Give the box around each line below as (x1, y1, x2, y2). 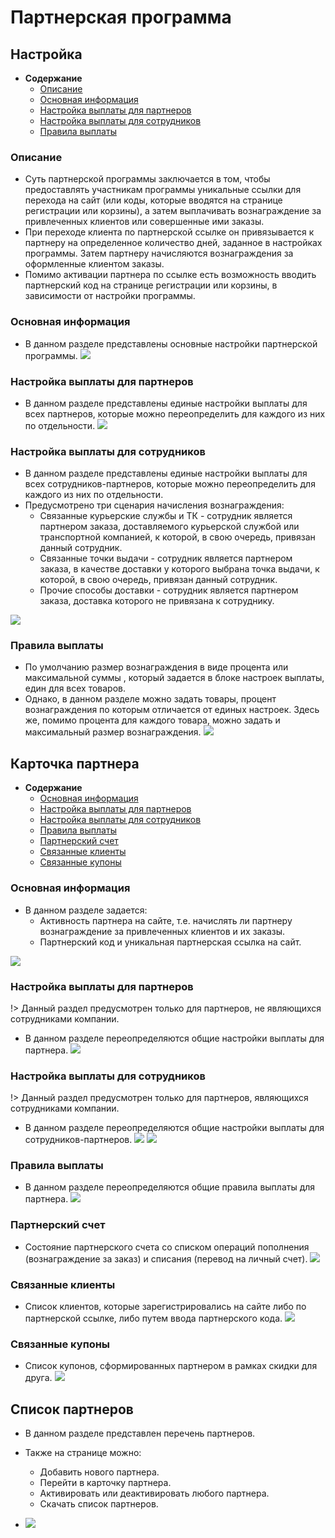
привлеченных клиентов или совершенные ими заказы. (24, 216, 265, 228)
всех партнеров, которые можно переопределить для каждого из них (24, 407, 326, 420)
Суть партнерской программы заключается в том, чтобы (24, 173, 271, 185)
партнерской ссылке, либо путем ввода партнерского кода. (24, 1312, 283, 1325)
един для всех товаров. (24, 682, 127, 695)
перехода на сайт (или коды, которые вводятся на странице (24, 194, 283, 206)
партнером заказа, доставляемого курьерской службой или (39, 521, 300, 533)
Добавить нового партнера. (39, 1466, 160, 1478)
